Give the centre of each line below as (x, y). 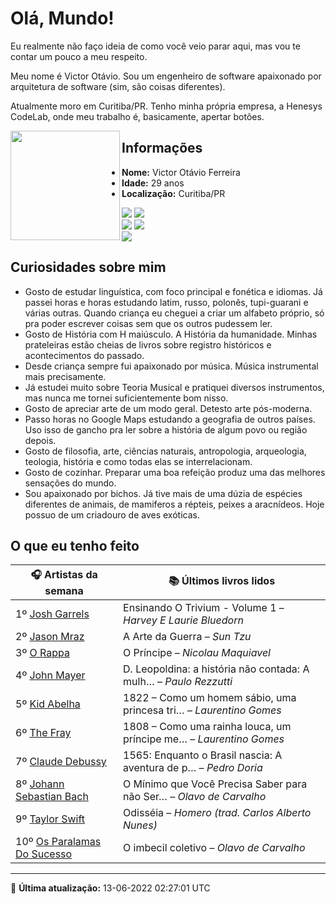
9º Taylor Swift (50, 819)
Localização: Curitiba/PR (173, 193)
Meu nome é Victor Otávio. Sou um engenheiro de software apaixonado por (166, 76)
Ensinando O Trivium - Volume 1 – (204, 608)
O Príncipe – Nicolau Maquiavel (197, 653)
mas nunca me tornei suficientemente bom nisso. (126, 398)
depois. (40, 440)
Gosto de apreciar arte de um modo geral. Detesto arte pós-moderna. (168, 408)
